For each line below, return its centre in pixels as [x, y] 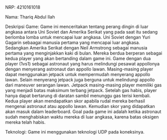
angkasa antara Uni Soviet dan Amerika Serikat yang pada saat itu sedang [81, 32]
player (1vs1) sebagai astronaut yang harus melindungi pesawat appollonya [82, 64]
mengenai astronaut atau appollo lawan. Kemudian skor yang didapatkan [80, 106]
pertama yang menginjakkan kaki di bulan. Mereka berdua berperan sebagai [84, 53]
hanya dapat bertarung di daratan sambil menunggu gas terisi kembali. [78, 95]
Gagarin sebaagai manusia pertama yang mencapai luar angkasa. [72, 42]
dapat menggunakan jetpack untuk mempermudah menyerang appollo [78, 74]
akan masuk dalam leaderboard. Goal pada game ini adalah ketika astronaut [83, 111]
